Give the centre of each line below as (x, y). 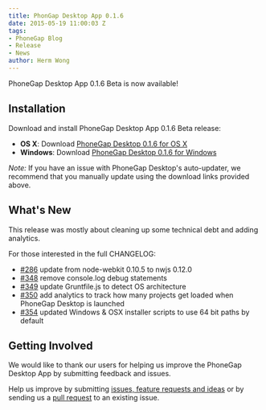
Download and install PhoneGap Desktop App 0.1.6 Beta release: (115, 128)
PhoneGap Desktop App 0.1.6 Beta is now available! (93, 83)
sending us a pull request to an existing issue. (84, 398)
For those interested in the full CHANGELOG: (82, 253)
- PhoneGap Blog (35, 38)
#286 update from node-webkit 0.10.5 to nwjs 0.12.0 (106, 269)
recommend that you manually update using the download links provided (129, 176)
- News (19, 53)
